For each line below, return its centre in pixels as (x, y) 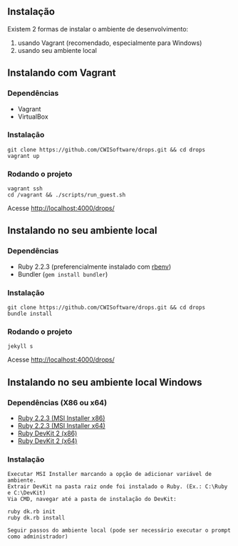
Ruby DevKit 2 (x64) (47, 441)
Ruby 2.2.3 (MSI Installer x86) (61, 418)
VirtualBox (33, 116)
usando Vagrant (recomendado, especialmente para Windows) (110, 43)
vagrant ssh (25, 189)
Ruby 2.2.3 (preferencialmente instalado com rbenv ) (94, 267)
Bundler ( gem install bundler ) (63, 274)
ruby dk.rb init (31, 512)
